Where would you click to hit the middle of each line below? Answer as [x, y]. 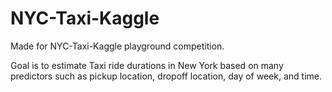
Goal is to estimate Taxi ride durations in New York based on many [147, 65]
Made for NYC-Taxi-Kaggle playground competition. [117, 46]
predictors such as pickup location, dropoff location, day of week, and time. [166, 76]
